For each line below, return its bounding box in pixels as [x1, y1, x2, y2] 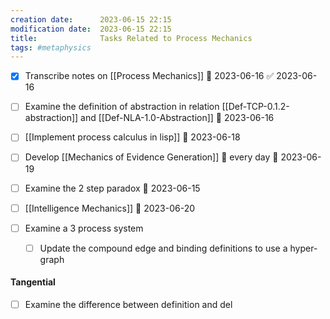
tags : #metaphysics [10, 42, 92, 53]
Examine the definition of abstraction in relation [24, 101, 220, 113]
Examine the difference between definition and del [24, 298, 233, 310]
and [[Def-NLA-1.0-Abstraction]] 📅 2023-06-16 [80, 112, 275, 124]
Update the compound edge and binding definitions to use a [39, 242, 288, 254]
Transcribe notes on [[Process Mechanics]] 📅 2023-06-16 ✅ [24, 70, 275, 82]
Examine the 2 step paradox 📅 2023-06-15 [24, 182, 201, 194]
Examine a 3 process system [24, 222, 144, 234]
